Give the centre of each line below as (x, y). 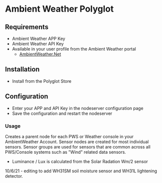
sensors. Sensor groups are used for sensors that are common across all (78, 146)
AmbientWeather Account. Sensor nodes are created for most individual (77, 142)
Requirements (27, 27)
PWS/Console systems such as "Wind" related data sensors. (65, 152)
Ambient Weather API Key (38, 44)
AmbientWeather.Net (40, 54)
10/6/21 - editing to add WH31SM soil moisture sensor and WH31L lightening (81, 171)
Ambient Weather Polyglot (59, 9)
